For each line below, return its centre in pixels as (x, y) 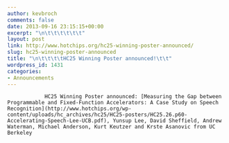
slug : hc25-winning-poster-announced (62, 53)
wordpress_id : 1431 (35, 65)
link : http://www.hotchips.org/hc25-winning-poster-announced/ (101, 46)
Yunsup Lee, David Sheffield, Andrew (167, 121)
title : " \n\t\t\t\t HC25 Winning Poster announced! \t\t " (90, 59)
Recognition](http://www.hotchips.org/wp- (69, 109)
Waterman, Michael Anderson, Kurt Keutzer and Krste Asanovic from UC (111, 127)
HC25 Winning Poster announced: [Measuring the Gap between (133, 97)
